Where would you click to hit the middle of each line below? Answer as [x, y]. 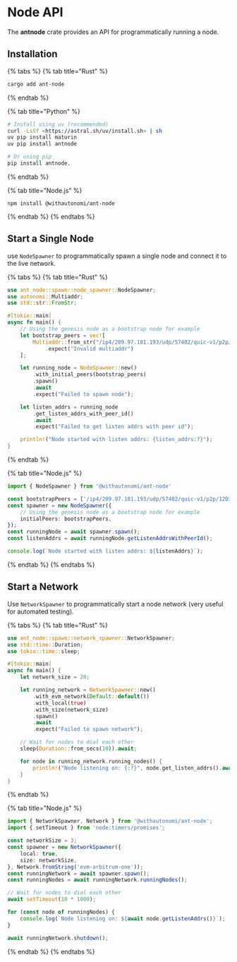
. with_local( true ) [60, 703]
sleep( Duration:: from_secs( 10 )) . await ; [79, 749]
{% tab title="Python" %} [44, 111]
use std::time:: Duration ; [45, 645]
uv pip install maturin [42, 137]
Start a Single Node [51, 239]
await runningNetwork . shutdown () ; [58, 938]
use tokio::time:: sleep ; [44, 651]
